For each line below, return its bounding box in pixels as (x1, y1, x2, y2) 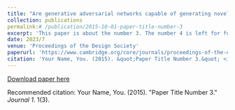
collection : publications (7, 17, 83, 24)
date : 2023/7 (7, 36, 45, 43)
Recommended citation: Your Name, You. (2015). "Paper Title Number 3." (7, 88, 218, 96)
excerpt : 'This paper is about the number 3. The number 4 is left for (7, 29, 220, 37)
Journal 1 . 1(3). (7, 95, 50, 104)
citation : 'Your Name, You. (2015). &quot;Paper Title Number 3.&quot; (7, 56, 220, 63)
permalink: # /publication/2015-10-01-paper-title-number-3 (7, 23, 183, 30)
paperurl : (7, 49, 36, 56)
